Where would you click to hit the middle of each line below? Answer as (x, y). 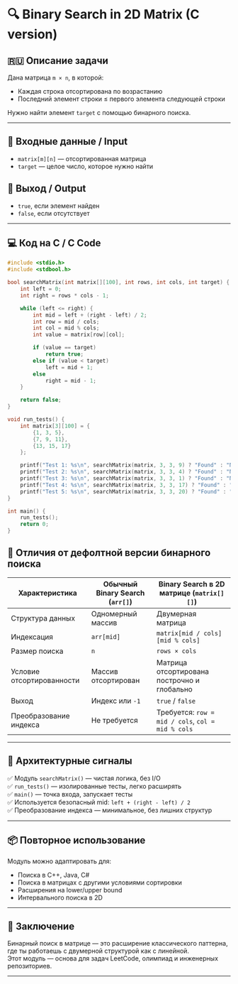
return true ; (64, 354)
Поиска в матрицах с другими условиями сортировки (100, 882)
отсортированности (45, 680)
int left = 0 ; (41, 289)
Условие (25, 671)
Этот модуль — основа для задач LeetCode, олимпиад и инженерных (113, 958)
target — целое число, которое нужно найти (85, 166)
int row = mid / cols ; (66, 322)
